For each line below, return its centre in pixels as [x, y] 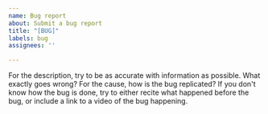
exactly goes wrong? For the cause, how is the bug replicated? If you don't [132, 84]
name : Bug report [37, 16]
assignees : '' [32, 46]
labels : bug [28, 38]
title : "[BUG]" [34, 31]
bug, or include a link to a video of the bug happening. [98, 101]
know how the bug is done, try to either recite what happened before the [129, 92]
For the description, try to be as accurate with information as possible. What [134, 75]
